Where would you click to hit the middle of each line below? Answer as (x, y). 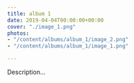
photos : (18, 33)
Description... (26, 72)
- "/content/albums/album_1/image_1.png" (68, 46)
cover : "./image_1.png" (42, 27)
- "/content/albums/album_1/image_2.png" (68, 40)
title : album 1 (29, 14)
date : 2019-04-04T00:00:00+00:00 (56, 20)
